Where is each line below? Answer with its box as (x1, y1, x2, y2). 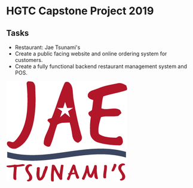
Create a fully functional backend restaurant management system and (14, 63, 187, 70)
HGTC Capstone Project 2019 (6, 4, 154, 18)
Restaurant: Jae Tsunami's (14, 44, 81, 51)
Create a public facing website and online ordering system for (14, 50, 167, 57)
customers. (14, 57, 43, 63)
